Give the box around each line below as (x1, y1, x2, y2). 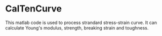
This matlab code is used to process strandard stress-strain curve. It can (5, 19, 157, 25)
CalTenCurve (5, 3, 62, 14)
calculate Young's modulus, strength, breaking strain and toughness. (5, 24, 149, 30)
